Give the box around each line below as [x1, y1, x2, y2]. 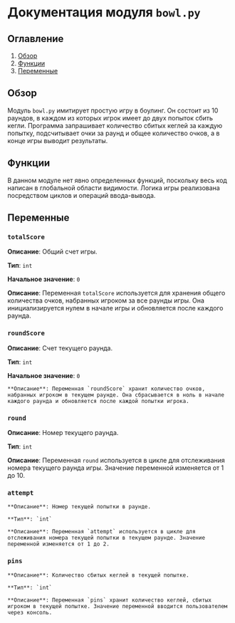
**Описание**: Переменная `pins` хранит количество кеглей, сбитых [7, 596, 212, 604]
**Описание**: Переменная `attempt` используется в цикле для [7, 528, 196, 535]
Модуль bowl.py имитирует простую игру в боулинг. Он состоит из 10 [7, 106, 219, 115]
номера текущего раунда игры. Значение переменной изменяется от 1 [7, 464, 224, 472]
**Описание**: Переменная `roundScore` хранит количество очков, [7, 385, 205, 392]
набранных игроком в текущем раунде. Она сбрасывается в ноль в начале [7, 391, 224, 399]
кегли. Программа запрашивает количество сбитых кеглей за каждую [7, 121, 223, 130]
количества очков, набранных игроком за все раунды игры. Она [7, 296, 205, 305]
